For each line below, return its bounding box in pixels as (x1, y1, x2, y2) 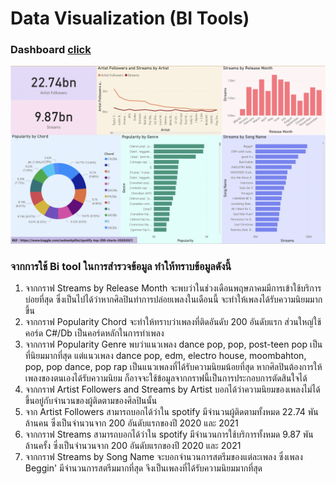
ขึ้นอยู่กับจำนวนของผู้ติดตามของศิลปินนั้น (24, 395, 158, 407)
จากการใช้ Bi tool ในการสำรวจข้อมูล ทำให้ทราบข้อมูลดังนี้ (10, 259, 232, 273)
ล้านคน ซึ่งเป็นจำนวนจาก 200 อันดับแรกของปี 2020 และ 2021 (24, 417, 239, 429)
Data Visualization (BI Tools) (10, 7, 250, 30)
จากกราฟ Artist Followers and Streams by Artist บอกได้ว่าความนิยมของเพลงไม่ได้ (24, 383, 321, 396)
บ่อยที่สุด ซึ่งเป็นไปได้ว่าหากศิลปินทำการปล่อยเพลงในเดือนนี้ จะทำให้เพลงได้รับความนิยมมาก (24, 293, 323, 306)
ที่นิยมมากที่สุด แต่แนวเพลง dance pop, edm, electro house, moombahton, (24, 350, 307, 362)
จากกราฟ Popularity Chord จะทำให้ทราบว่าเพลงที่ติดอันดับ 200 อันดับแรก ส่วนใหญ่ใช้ (24, 316, 322, 328)
